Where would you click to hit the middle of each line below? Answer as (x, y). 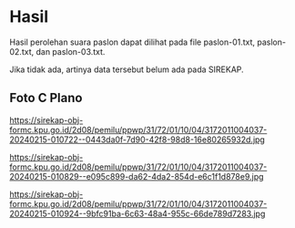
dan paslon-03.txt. (71, 51)
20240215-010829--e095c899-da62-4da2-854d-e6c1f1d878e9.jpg (137, 176)
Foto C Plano (46, 98)
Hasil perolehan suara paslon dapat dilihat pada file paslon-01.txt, (132, 42)
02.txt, (22, 51)
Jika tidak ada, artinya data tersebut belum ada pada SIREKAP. (127, 69)
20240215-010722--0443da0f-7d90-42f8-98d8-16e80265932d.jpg (137, 140)
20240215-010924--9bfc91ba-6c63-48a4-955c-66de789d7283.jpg (137, 213)
